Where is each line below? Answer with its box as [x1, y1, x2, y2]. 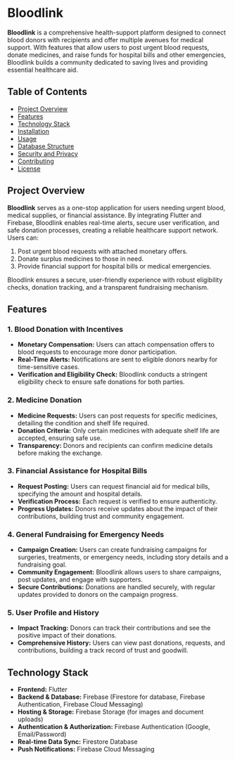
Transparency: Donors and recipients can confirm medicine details [17, 441, 213, 449]
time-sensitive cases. [17, 363, 80, 371]
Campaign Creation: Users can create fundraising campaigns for [17, 546, 208, 554]
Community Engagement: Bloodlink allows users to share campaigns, [17, 568, 222, 577]
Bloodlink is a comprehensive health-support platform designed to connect [7, 28, 227, 37]
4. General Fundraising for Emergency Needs [7, 529, 164, 539]
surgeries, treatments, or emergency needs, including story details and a [17, 553, 229, 562]
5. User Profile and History [7, 608, 100, 618]
